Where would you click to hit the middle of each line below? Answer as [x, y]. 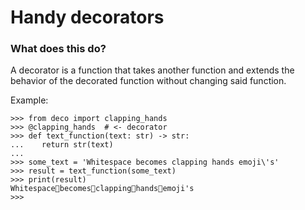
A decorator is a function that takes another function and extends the [152, 70]
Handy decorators [87, 17]
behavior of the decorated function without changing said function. [148, 81]
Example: [29, 100]
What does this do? [58, 49]
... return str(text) [62, 145]
